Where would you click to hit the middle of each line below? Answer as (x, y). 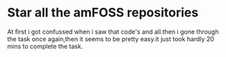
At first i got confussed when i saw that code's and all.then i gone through (113, 32)
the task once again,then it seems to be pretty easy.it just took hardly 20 (111, 38)
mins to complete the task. (45, 46)
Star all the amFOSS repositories (103, 13)
